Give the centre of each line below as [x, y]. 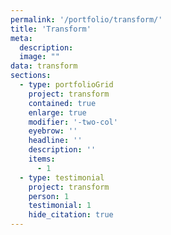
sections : [31, 76]
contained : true [62, 103]
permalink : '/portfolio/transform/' [86, 19]
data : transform [44, 66]
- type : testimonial [62, 177]
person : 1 [49, 196]
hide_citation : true [71, 215]
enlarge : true [57, 112]
